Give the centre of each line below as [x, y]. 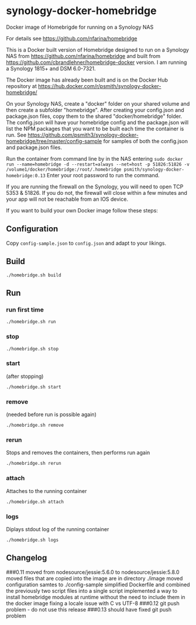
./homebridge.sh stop [32, 349]
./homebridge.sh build [34, 275]
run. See [16, 135]
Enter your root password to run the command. [103, 175]
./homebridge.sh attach [35, 502]
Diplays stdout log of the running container [58, 529]
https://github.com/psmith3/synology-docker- [83, 135]
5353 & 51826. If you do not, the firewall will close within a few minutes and [97, 192]
